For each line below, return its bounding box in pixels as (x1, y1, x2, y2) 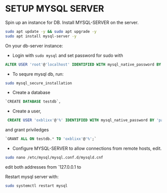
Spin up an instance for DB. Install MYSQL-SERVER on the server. (5, 19, 139, 25)
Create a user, (12, 108, 41, 114)
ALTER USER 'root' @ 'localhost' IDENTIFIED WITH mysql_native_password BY (5, 62, 162, 67)
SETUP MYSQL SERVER (5, 3, 104, 14)
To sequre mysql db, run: (12, 71, 64, 77)
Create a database (12, 90, 51, 96)
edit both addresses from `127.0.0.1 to (5, 164, 82, 170)
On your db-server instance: (5, 43, 64, 49)
